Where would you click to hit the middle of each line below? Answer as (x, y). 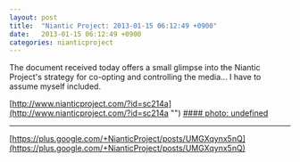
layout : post (33, 17)
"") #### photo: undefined (220, 113)
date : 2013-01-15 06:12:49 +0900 (75, 34)
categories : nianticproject (62, 42)
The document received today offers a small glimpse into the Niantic (135, 68)
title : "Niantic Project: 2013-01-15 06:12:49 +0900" (113, 26)
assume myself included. (55, 86)
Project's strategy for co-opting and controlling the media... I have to (135, 77)
